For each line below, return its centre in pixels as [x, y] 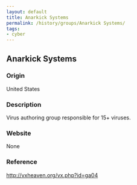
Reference [22, 162]
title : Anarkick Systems [37, 17]
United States [23, 89]
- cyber [16, 34]
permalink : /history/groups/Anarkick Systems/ [66, 23]
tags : [13, 29]
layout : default [27, 12]
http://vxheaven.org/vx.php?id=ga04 [52, 175]
